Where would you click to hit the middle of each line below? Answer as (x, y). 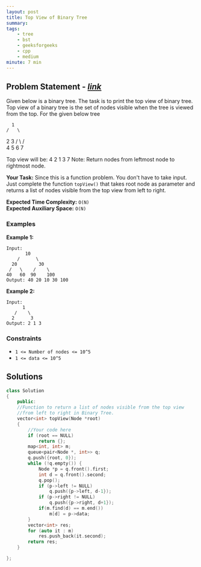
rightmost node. (26, 166)
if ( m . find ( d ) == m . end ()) (71, 509)
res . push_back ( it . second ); (72, 536)
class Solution (25, 390)
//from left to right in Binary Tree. (66, 413)
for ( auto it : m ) (51, 531)
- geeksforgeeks (38, 46)
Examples (21, 224)
